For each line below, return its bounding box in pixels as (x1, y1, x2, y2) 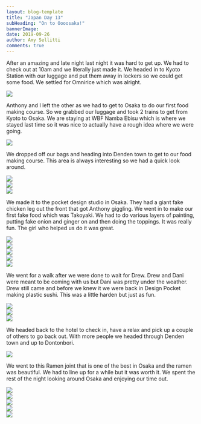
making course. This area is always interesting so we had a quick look (6, 157, 180, 164)
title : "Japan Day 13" (6, 15, 63, 21)
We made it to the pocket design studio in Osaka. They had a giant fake (6, 198, 183, 206)
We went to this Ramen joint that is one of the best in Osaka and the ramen (6, 362, 192, 369)
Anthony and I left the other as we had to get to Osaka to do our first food (6, 101, 189, 109)
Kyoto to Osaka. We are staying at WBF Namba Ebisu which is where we (6, 114, 186, 122)
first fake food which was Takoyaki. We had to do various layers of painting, (6, 211, 195, 219)
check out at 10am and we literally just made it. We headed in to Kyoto (6, 65, 180, 73)
